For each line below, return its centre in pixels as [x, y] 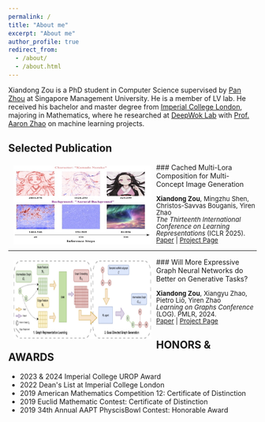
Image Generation [215, 184]
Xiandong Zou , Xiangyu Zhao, [202, 293]
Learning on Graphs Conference [205, 307]
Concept [170, 184]
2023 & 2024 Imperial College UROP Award [90, 376]
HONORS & [184, 345]
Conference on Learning [193, 226]
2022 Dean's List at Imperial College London [92, 385]
